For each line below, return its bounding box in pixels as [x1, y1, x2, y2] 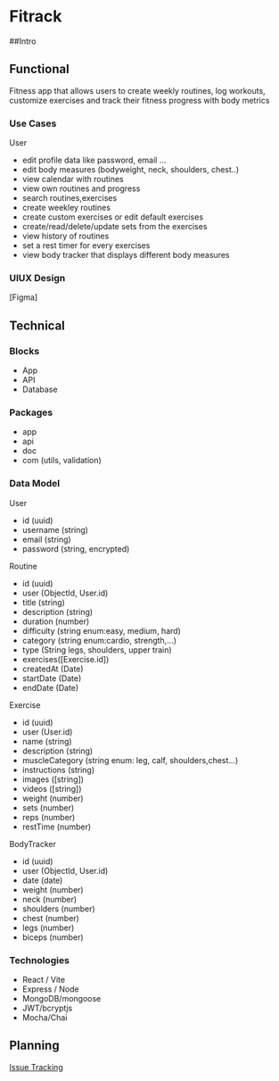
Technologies [9, 953, 70, 966]
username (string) [21, 524, 89, 535]
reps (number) [21, 811, 76, 822]
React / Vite [21, 974, 65, 985]
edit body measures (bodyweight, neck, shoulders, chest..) [21, 164, 239, 175]
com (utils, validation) [21, 455, 103, 466]
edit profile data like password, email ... [21, 154, 167, 166]
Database [21, 384, 58, 395]
